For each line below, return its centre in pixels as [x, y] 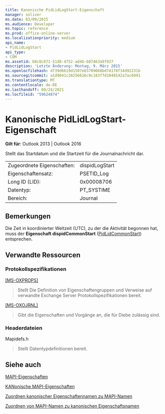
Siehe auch [23, 364]
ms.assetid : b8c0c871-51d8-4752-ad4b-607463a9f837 [59, 62]
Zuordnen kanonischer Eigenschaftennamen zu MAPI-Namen [69, 396]
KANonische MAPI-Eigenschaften [40, 386]
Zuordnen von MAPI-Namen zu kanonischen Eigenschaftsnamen [72, 406]
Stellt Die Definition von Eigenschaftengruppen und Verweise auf [85, 290]
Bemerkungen [28, 216]
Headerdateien [24, 328]
